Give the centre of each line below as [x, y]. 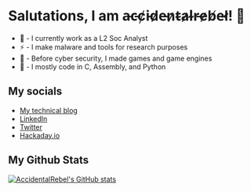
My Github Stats [48, 160]
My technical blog [49, 110]
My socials [35, 92]
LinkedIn [33, 119]
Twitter [31, 127]
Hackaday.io [40, 135]
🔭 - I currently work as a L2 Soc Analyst [84, 38]
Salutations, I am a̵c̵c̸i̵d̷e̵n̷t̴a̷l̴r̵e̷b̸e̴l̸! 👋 [127, 16]
